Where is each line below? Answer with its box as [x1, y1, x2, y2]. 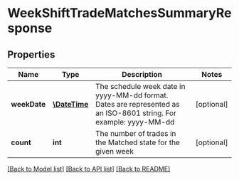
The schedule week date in [95, 82, 186, 91]
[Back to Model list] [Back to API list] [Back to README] [7, 165, 171, 173]
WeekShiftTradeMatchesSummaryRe [7, 5, 232, 21]
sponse [7, 20, 53, 36]
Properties [7, 48, 55, 60]
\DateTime [52, 100, 89, 109]
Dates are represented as [95, 100, 180, 109]
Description [122, 70, 162, 79]
